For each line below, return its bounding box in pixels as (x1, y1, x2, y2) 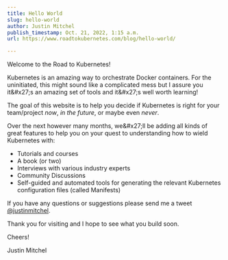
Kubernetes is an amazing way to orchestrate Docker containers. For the (7, 73, 212, 82)
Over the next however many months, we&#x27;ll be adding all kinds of (7, 122, 207, 130)
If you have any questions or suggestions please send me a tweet (7, 199, 192, 207)
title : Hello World (7, 10, 63, 17)
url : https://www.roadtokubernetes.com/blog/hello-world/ (7, 36, 176, 42)
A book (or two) (16, 157, 62, 165)
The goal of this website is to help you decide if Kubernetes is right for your (7, 101, 220, 109)
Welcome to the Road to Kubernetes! (7, 60, 111, 68)
